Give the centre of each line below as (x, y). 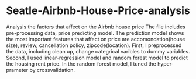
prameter (17, 70)
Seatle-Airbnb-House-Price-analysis (98, 11)
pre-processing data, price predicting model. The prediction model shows (95, 33)
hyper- (165, 64)
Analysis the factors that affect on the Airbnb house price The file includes (96, 27)
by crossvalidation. (52, 70)
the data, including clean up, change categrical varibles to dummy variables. (98, 51)
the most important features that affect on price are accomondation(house (96, 39)
